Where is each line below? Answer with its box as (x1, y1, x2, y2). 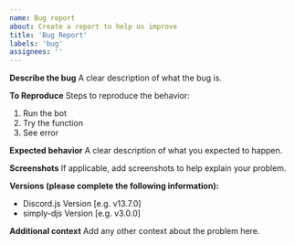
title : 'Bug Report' (9, 30, 89, 39)
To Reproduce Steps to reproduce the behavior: (9, 91, 190, 101)
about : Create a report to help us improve (9, 22, 178, 31)
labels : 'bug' (9, 38, 64, 48)
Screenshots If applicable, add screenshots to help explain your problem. (9, 163, 287, 174)
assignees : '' (9, 48, 64, 57)
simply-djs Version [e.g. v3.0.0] (22, 208, 142, 219)
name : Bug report (9, 13, 76, 23)
